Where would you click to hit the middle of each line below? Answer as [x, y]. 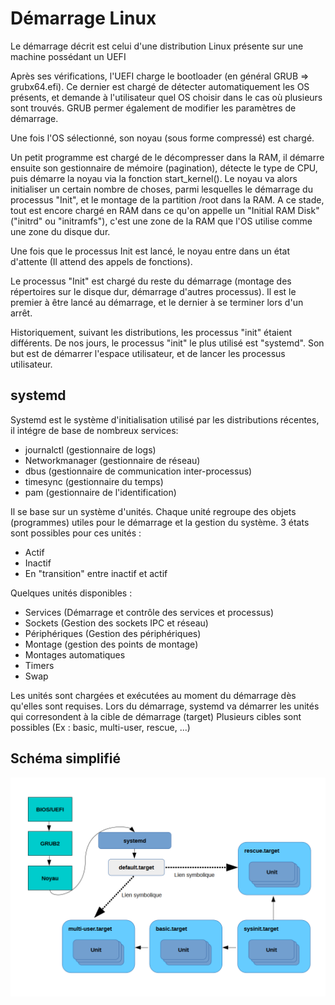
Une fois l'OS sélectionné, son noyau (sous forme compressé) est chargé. [162, 138]
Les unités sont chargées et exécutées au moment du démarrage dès [153, 695]
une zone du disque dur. [60, 231]
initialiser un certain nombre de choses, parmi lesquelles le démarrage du [161, 189]
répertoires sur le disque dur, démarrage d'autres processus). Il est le [153, 291]
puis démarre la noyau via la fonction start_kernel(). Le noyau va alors [154, 178]
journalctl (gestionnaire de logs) [90, 449]
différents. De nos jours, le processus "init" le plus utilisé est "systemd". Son [167, 343]
